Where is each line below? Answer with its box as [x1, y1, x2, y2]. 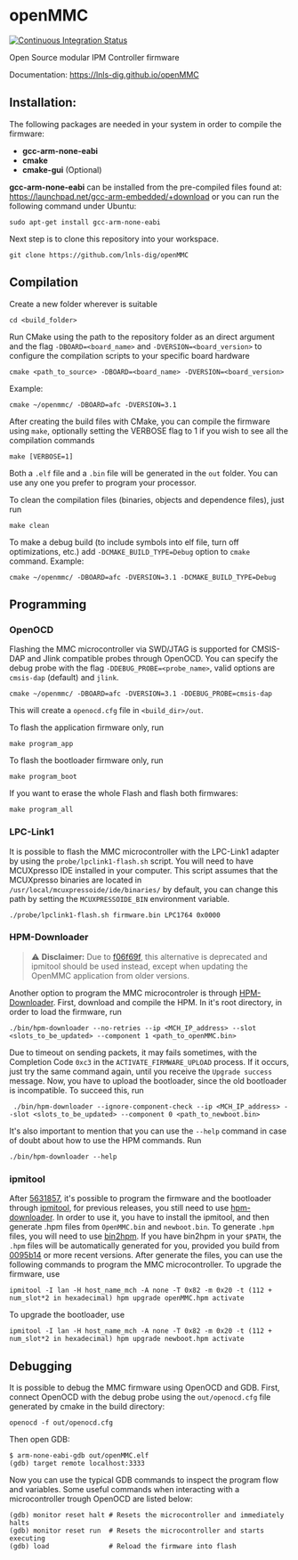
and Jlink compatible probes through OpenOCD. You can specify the [27, 654, 278, 664]
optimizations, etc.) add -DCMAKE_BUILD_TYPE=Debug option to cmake [9, 546, 251, 557]
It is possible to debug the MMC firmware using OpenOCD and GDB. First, [9, 1382, 280, 1393]
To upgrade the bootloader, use [9, 1310, 125, 1320]
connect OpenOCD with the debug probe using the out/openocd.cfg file [9, 1391, 271, 1402]
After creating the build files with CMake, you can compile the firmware [9, 416, 270, 427]
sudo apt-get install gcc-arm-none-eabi [9, 217, 162, 227]
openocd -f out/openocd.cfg [9, 1418, 114, 1427]
